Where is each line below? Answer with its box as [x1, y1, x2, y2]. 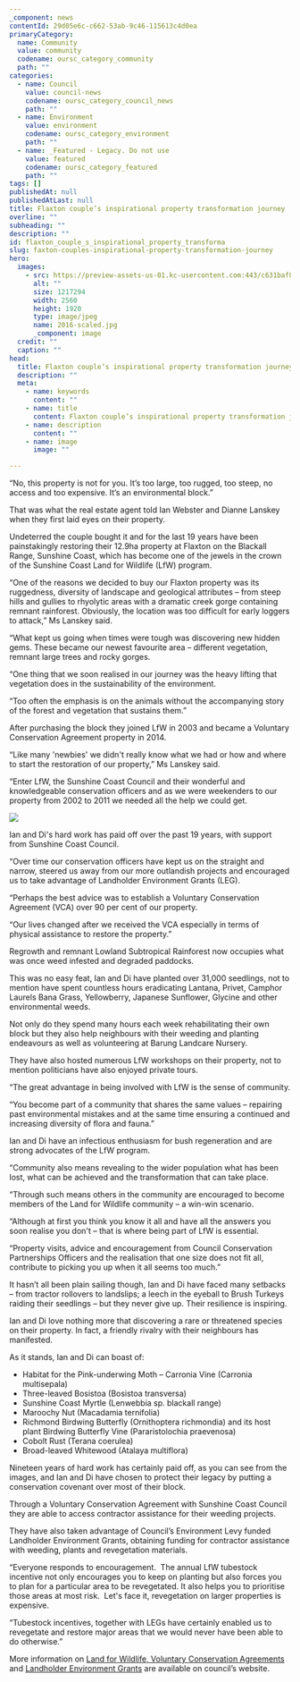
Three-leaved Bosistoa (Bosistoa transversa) [21, 1388, 187, 1399]
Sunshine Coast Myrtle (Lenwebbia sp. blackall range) [21, 1398, 221, 1408]
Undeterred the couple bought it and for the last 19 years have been [9, 531, 259, 542]
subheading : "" [9, 221, 66, 230]
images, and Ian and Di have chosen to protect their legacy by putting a [9, 1472, 272, 1483]
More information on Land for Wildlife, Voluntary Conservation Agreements [9, 1653, 285, 1664]
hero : [9, 254, 29, 264]
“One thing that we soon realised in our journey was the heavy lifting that [9, 669, 278, 680]
